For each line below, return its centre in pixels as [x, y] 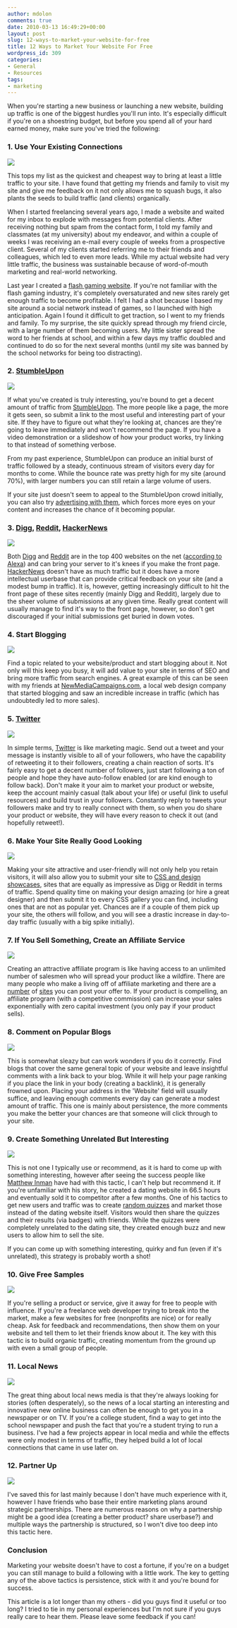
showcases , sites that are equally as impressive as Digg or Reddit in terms [115, 885]
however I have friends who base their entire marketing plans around [108, 1502]
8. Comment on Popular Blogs [59, 1032]
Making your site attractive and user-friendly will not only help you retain [113, 869]
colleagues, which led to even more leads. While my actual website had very [118, 257]
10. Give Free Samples [46, 1274]
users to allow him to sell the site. [56, 1235]
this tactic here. [30, 1531]
